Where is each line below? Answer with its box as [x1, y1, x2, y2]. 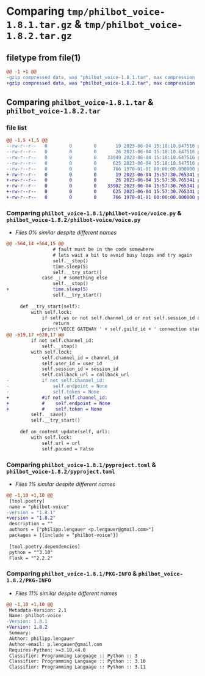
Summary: [9, 630, 32, 636]
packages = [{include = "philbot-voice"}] [9, 532, 119, 539]
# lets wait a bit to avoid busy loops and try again [52, 252, 192, 258]
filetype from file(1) [6, 52, 81, 63]
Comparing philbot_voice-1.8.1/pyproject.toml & [6, 460, 157, 469]
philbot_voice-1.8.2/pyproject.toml [6, 468, 115, 475]
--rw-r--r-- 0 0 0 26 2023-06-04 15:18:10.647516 [6, 149, 195, 155]
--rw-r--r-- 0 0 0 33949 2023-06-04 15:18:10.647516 [6, 154, 195, 161]
